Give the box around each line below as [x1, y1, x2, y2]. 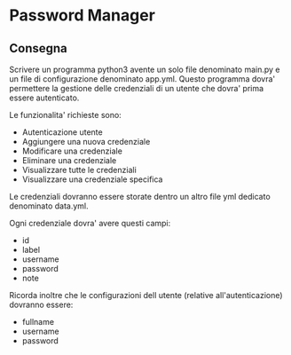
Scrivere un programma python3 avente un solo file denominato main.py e [9, 64, 281, 75]
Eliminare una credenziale [21, 155, 117, 165]
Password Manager [9, 5, 155, 26]
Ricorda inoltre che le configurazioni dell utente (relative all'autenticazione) [9, 290, 283, 300]
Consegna [9, 41, 68, 56]
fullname [21, 317, 55, 327]
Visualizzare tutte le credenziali [21, 165, 138, 175]
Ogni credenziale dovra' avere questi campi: [9, 218, 171, 228]
